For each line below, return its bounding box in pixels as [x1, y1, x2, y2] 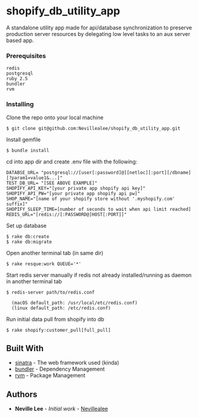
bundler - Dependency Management [14, 365, 105, 372]
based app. [6, 37, 34, 44]
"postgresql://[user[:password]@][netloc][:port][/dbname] [41, 169, 191, 175]
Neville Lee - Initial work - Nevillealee [14, 405, 108, 413]
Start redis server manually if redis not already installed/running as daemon [6, 271, 192, 278]
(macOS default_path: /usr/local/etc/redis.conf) [11, 299, 138, 306]
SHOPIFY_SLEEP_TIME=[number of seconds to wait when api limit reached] [6, 206, 191, 212]
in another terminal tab [6, 277, 62, 285]
